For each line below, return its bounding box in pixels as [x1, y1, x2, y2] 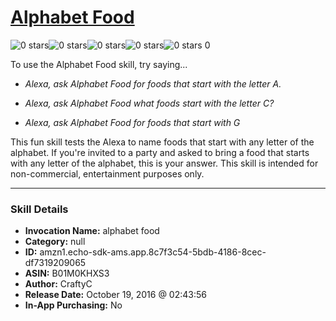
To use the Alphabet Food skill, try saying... [10, 58, 188, 70]
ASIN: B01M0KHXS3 [24, 267, 110, 280]
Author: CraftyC [24, 278, 93, 290]
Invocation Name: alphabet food [24, 225, 160, 237]
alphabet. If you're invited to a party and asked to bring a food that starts [10, 146, 310, 158]
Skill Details [10, 202, 69, 216]
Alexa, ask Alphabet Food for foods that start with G [24, 116, 241, 128]
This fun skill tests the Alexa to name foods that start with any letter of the [10, 136, 315, 148]
